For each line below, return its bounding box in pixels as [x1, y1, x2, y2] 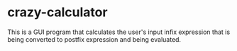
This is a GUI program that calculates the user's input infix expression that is [7, 28, 231, 36]
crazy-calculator [7, 4, 108, 21]
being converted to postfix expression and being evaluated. [7, 35, 182, 43]
